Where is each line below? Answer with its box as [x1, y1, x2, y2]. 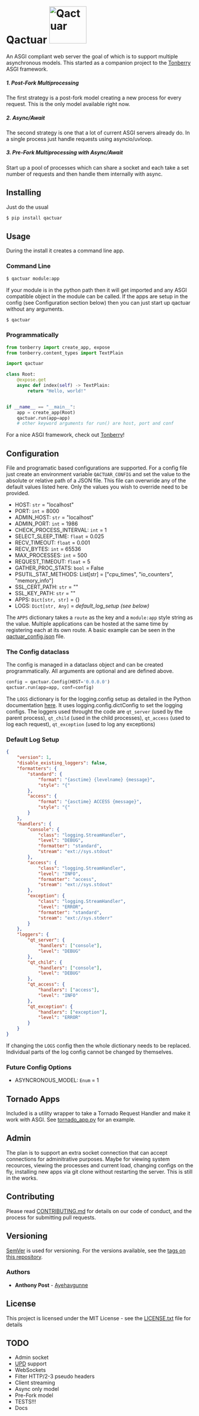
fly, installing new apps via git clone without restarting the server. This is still [6, 1168, 193, 1175]
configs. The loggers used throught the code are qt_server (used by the [6, 708, 183, 715]
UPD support [14, 1360, 47, 1367]
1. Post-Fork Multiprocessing [6, 79, 79, 86]
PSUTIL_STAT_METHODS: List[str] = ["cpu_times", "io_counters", [14, 571, 173, 578]
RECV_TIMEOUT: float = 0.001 [14, 539, 90, 546]
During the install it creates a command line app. [6, 247, 125, 254]
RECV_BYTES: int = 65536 [14, 545, 81, 553]
